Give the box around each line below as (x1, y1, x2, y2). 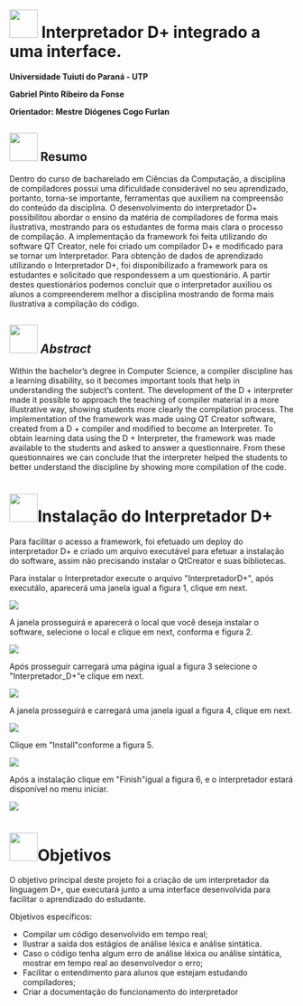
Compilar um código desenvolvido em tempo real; (22, 929, 208, 940)
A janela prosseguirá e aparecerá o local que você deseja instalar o (9, 616, 260, 627)
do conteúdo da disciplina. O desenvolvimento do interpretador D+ (9, 202, 258, 212)
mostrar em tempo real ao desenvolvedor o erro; (22, 958, 203, 969)
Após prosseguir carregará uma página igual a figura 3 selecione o (9, 661, 258, 672)
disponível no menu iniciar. (9, 783, 109, 794)
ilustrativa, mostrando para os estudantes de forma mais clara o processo (9, 221, 284, 232)
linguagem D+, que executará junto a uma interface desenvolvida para (9, 884, 271, 895)
